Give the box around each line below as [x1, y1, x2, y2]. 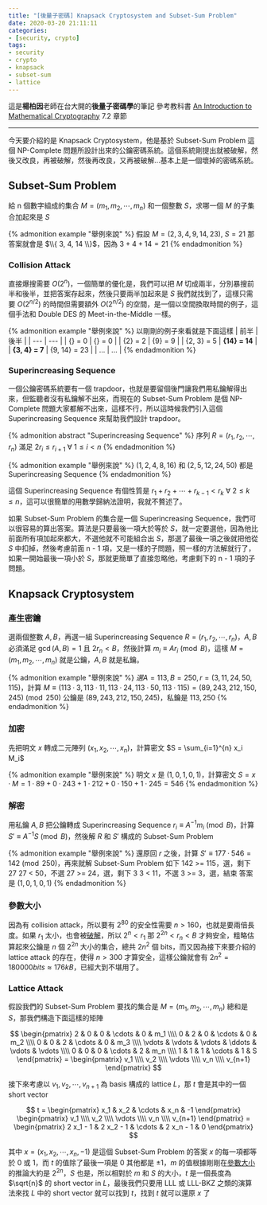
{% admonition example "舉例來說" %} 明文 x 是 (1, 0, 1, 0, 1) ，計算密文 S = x [8, 770, 256, 779]
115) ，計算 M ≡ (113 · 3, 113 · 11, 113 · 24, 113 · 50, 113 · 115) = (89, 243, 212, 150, [8, 683, 257, 692]
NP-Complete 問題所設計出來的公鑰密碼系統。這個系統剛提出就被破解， [17, 145, 252, 155]
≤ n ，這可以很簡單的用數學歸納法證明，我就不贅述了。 [8, 497, 187, 506]
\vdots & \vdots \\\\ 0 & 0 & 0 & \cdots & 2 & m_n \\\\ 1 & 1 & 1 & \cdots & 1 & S [10, 1046, 257, 1055]
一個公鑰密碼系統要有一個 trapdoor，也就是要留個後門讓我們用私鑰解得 [8, 384, 241, 394]
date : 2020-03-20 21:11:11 [8, 19, 98, 27]
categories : [8, 26, 48, 34]
